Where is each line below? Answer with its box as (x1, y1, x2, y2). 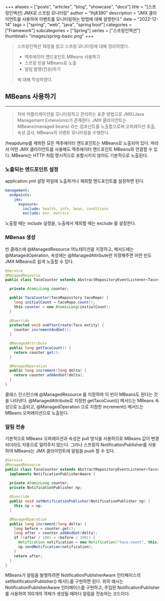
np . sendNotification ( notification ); (18, 544, 93, 550)
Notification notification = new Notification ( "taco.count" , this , (18, 540, 160, 545)
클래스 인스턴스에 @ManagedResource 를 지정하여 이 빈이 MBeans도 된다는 (5, 391, 153, 397)
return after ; (14, 554, 43, 559)
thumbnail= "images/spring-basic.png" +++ (5, 33, 94, 39)
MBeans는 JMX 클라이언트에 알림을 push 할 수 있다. (14, 448, 115, 454)
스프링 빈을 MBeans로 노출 (24, 60, 77, 66)
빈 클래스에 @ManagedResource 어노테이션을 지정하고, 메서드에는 (5, 246, 134, 252)
